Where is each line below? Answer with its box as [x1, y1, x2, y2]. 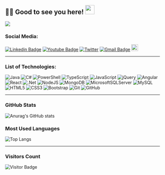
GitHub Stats [5, 101, 36, 108]
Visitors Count [5, 153, 41, 160]
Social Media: [5, 33, 38, 40]
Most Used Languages [5, 125, 60, 132]
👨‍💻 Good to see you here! [5, 8, 84, 16]
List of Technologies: [5, 63, 56, 70]
